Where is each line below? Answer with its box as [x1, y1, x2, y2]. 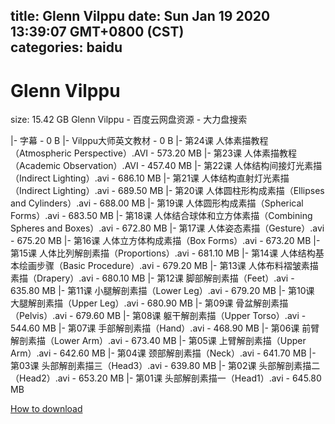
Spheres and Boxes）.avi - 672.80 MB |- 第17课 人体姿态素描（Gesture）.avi [10, 222, 325, 234]
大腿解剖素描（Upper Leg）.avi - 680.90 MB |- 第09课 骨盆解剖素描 [10, 297, 289, 309]
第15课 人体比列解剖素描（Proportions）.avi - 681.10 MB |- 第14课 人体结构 [10, 247, 316, 259]
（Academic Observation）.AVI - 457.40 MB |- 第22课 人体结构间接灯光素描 [10, 160, 323, 172]
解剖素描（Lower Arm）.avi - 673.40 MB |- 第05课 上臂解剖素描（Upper [10, 335, 307, 347]
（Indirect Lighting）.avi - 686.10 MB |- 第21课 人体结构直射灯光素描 [10, 172, 290, 184]
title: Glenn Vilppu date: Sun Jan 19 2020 [10, 8, 271, 25]
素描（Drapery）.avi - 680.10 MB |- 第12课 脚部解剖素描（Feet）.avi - [10, 272, 295, 284]
